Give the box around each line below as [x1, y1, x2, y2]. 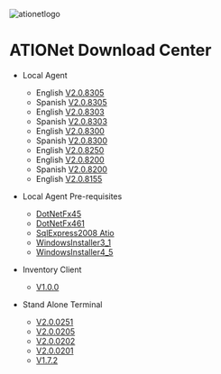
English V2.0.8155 [35, 173, 103, 184]
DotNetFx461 [35, 217, 86, 229]
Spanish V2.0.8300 [35, 135, 108, 146]
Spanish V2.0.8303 [35, 115, 108, 126]
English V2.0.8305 [35, 87, 105, 98]
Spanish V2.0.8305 [35, 96, 107, 107]
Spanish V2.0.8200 [35, 163, 108, 175]
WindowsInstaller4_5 [35, 246, 114, 257]
